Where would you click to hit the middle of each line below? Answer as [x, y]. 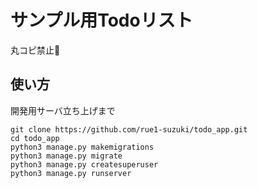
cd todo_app [35, 138]
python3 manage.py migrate [66, 156]
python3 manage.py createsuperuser [84, 164]
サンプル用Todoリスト [101, 20]
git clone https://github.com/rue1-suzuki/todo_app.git [129, 129]
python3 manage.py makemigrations [82, 147]
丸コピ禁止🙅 [35, 50]
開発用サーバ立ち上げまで [63, 110]
